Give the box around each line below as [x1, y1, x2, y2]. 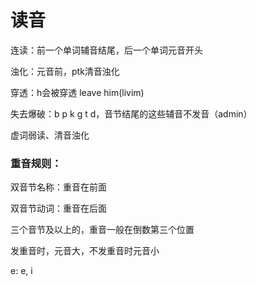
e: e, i [10, 265, 33, 277]
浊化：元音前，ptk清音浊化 [10, 65, 120, 77]
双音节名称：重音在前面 [10, 181, 107, 193]
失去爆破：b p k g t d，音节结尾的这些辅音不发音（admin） [10, 107, 253, 120]
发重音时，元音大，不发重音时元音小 [10, 245, 160, 257]
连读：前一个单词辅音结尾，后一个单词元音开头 [10, 44, 203, 56]
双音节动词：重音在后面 [10, 202, 107, 215]
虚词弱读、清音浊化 [10, 129, 90, 141]
